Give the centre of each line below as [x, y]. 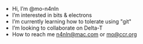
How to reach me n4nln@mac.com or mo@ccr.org [75, 34]
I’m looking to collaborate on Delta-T [57, 28]
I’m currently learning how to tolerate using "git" [71, 21]
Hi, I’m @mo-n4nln [35, 9]
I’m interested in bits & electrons [52, 15]
